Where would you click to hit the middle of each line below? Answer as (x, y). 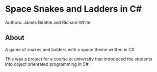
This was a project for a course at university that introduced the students (79, 59)
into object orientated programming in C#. (47, 64)
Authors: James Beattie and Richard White (48, 22)
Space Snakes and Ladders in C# (74, 9)
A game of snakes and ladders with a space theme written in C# (70, 49)
